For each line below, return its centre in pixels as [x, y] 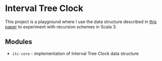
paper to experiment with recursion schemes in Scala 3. [61, 26]
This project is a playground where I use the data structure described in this [81, 22]
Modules [19, 42]
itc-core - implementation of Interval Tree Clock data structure [75, 53]
